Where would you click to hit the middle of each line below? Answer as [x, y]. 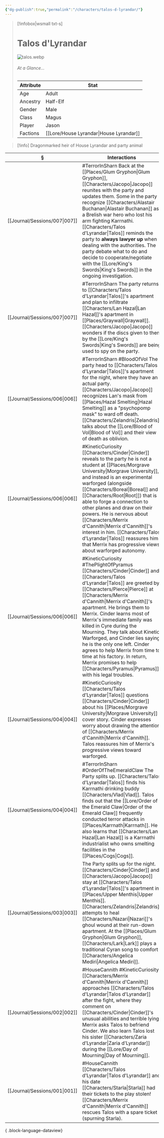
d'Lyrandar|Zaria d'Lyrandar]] [116, 1043]
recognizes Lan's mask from [115, 395]
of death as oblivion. [105, 439]
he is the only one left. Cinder [116, 644]
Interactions [122, 157]
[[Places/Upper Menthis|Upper [118, 894]
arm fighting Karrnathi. [108, 221]
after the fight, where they [112, 1000]
